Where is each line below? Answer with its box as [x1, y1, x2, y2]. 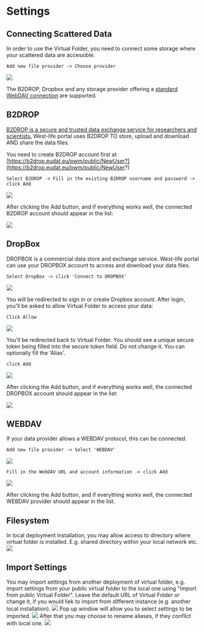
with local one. [6, 620, 43, 627]
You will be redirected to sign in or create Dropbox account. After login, [6, 296, 185, 303]
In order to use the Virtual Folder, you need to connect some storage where [6, 45, 196, 52]
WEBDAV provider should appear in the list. [6, 497, 115, 505]
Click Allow [6, 314, 37, 320]
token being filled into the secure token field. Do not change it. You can [6, 343, 185, 350]
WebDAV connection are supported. [6, 92, 97, 99]
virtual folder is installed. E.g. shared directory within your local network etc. [6, 538, 199, 546]
